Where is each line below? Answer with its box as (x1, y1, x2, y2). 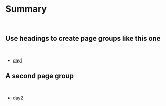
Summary (5, 3, 47, 15)
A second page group (5, 72, 74, 80)
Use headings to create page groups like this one (5, 34, 161, 43)
